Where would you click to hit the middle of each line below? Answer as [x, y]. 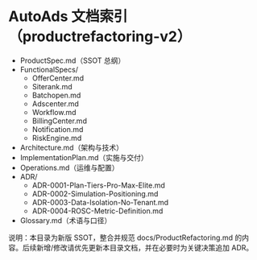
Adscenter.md [55, 103]
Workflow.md [54, 112]
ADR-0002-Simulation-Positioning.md [95, 193]
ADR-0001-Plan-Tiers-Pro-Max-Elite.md [98, 185]
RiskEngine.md [57, 138]
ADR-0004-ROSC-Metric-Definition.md [97, 211]
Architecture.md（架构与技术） [71, 147]
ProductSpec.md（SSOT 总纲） [73, 60]
